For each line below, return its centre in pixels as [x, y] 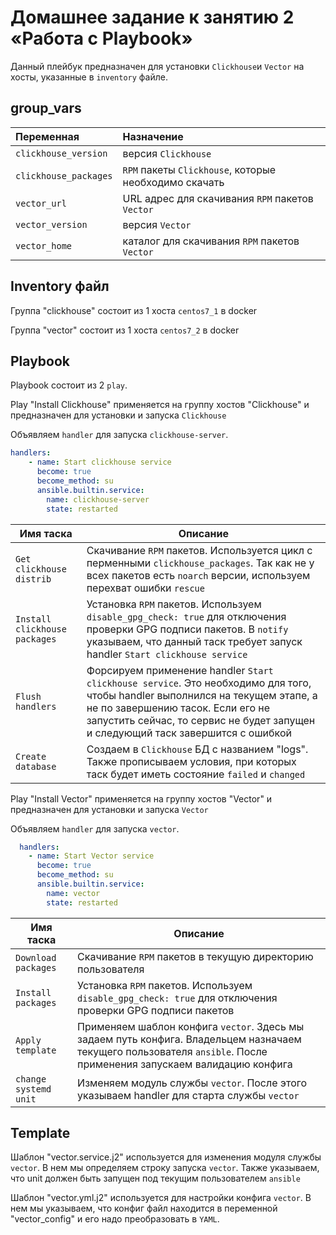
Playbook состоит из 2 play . [69, 385]
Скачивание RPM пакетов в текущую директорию [195, 956]
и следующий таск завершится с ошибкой [189, 733]
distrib [33, 579]
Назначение [153, 136]
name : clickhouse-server [98, 499]
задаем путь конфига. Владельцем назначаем [189, 1039]
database [36, 766]
